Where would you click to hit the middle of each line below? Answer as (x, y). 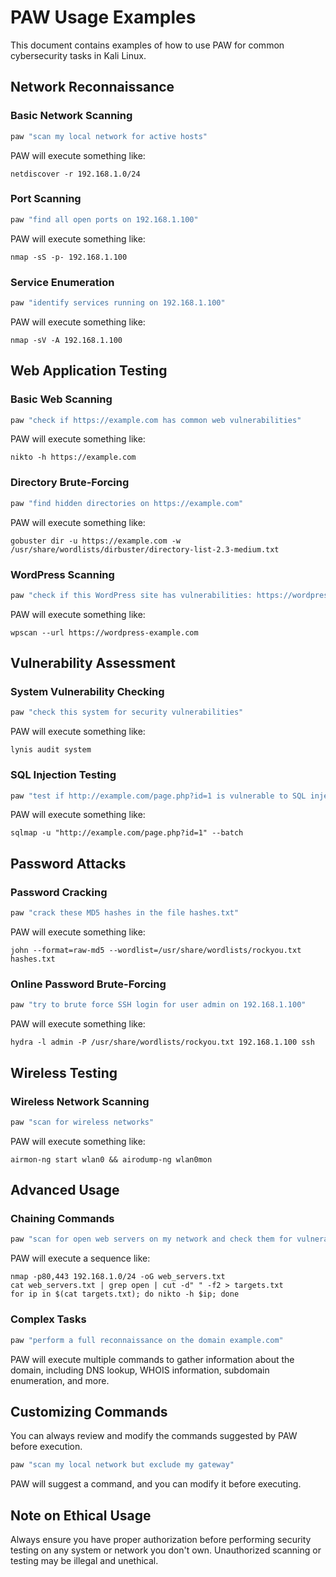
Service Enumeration (62, 282)
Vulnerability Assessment (93, 663)
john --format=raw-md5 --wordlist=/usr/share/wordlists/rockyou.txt (156, 951)
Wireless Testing (64, 1072)
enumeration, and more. (60, 1380)
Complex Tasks (48, 1319)
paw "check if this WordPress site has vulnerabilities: (131, 595)
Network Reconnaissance (92, 87)
